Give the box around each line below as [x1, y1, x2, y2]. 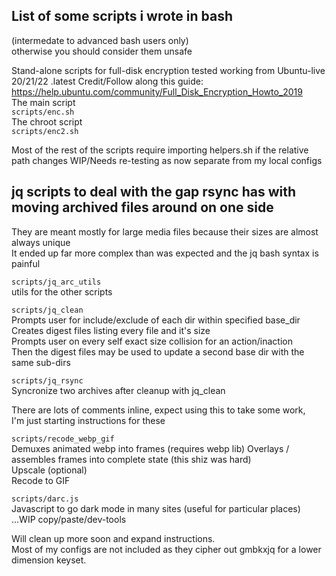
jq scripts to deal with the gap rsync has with [11, 184, 297, 201]
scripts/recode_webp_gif [11, 434, 115, 444]
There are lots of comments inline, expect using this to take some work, [11, 404, 306, 416]
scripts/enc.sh [11, 107, 75, 117]
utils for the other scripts [11, 285, 113, 298]
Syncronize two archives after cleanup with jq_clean [11, 384, 226, 396]
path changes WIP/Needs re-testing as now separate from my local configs [11, 154, 323, 166]
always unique [11, 236, 71, 248]
